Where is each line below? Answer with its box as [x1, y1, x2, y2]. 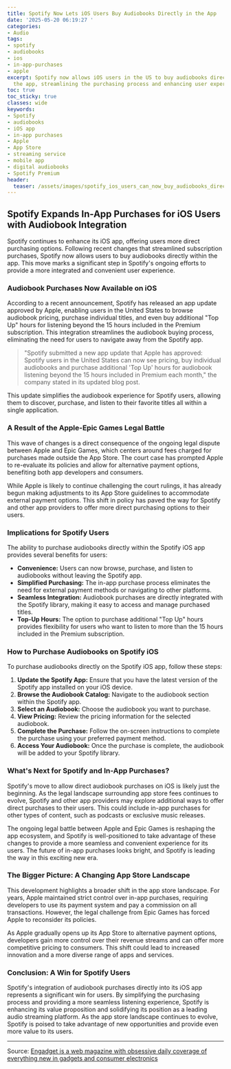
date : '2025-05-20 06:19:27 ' [7, 16, 94, 23]
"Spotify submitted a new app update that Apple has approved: [23, 349, 203, 357]
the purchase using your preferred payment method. [16, 734, 166, 742]
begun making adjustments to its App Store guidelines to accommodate [7, 489, 210, 497]
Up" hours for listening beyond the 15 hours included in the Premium [7, 321, 201, 329]
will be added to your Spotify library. [16, 749, 120, 757]
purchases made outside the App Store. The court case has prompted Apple [7, 453, 223, 461]
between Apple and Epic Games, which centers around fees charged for [7, 446, 212, 454]
